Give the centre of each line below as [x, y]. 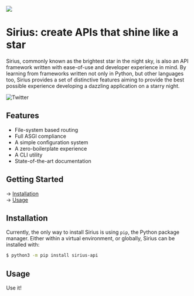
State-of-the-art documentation [53, 161]
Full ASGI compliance [40, 136]
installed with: [23, 245]
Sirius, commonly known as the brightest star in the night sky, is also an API [97, 61]
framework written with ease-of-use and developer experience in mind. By [96, 67]
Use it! [14, 288]
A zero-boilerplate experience [51, 148]
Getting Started [35, 180]
